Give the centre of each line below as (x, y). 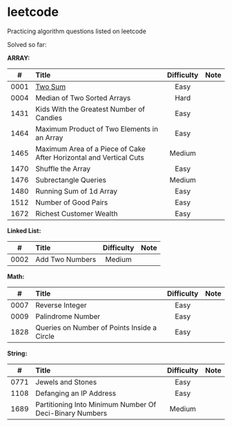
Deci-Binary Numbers (71, 413)
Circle (45, 336)
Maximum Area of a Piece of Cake (91, 149)
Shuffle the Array (63, 169)
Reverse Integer (61, 305)
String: (17, 353)
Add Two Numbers (66, 259)
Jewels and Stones (66, 382)
